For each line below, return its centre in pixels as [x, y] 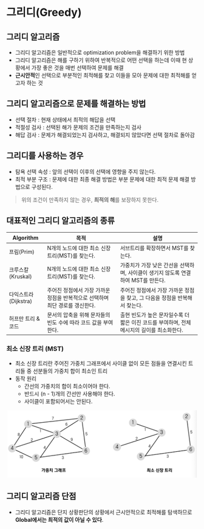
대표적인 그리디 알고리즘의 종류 [61, 221]
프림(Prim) [22, 252]
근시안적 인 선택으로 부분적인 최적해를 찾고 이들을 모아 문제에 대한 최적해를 [103, 75]
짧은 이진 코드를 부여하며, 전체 [155, 322]
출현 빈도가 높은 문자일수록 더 [155, 315]
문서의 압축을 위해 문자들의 [79, 315]
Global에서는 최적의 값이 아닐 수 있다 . [59, 519]
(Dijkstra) [20, 301]
